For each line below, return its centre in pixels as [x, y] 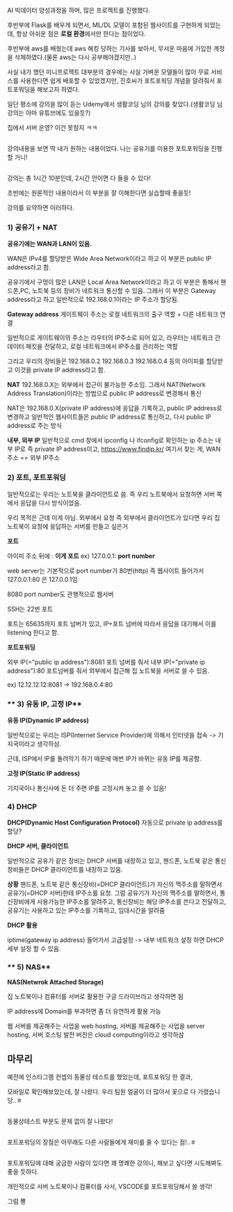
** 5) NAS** [29, 967]
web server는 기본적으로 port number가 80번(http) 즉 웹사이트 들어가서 [106, 571]
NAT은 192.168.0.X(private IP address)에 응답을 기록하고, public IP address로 [115, 408]
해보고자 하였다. [58, 89]
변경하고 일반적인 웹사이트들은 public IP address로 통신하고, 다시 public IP [109, 417]
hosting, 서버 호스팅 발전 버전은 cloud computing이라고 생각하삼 [96, 1035]
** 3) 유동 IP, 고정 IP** [45, 703]
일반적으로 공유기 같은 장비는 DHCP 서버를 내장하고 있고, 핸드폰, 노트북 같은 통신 [117, 861]
